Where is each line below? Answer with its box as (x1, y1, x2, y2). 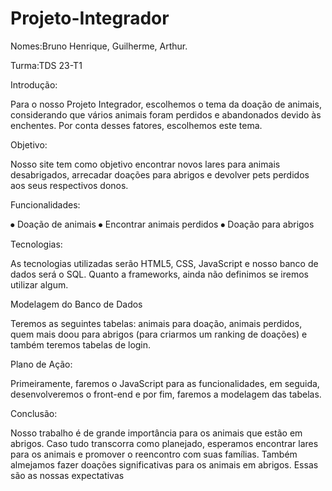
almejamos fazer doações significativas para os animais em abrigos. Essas (10, 458, 319, 471)
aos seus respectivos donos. (10, 179, 129, 191)
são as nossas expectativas (10, 469, 125, 481)
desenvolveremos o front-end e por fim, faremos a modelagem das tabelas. (10, 388, 322, 400)
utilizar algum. (10, 278, 69, 291)
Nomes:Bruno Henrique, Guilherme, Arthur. (10, 40, 188, 52)
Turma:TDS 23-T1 (10, 59, 83, 71)
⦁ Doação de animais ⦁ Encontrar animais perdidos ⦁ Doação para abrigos (10, 218, 315, 230)
